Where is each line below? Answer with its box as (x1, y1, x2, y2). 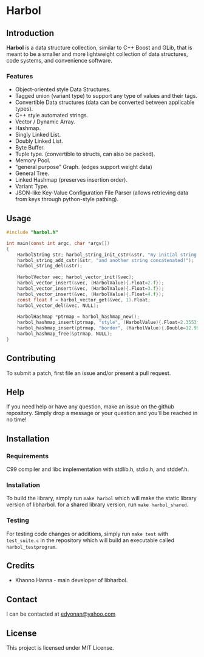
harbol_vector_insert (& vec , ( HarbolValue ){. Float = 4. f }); (17, 291, 165, 297)
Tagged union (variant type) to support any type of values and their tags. (15, 92, 197, 100)
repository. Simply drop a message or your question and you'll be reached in (6, 410, 198, 417)
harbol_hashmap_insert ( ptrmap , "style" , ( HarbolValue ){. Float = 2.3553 (17, 320, 197, 326)
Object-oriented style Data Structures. (15, 86, 111, 93)
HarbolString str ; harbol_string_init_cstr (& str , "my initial (17, 252, 178, 258)
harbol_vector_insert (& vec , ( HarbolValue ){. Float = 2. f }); (17, 280, 165, 286)
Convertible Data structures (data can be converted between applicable (15, 98, 195, 106)
